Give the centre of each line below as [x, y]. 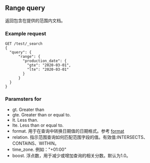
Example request [26, 33]
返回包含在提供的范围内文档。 [35, 20]
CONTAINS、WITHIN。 [36, 143]
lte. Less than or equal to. [38, 125]
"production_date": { [45, 61]
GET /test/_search [24, 44]
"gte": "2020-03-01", [49, 65]
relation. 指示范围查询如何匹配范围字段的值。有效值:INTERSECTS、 [80, 137]
